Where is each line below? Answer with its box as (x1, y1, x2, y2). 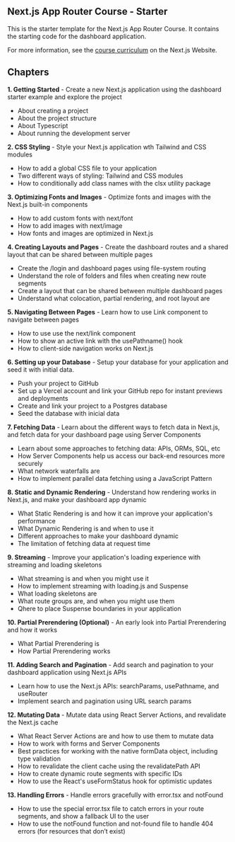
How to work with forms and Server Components (17, 739, 160, 748)
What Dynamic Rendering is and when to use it (17, 524, 154, 533)
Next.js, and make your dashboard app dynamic (7, 495, 147, 504)
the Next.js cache (7, 718, 59, 727)
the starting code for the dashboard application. (7, 32, 147, 40)
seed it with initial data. (7, 365, 74, 374)
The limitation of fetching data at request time (17, 539, 150, 547)
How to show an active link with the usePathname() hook (17, 336, 183, 345)
